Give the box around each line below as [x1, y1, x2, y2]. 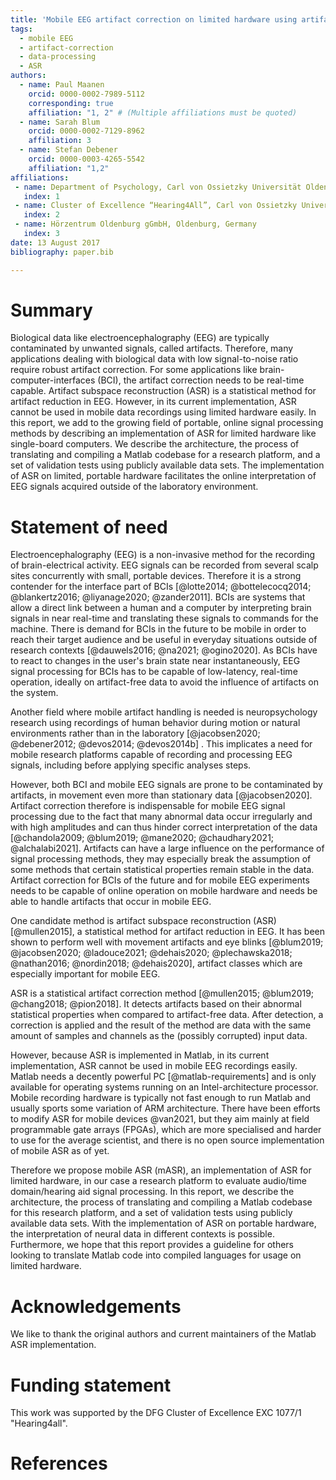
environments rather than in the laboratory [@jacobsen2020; [10, 727, 261, 740]
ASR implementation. [10, 1339, 97, 1351]
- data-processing [19, 52, 97, 62]
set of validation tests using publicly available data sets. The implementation [10, 459, 325, 471]
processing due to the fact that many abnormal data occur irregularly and [10, 811, 313, 823]
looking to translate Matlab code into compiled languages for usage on [10, 1249, 302, 1261]
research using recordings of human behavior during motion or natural [10, 717, 301, 729]
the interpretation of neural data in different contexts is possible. [10, 1228, 275, 1240]
